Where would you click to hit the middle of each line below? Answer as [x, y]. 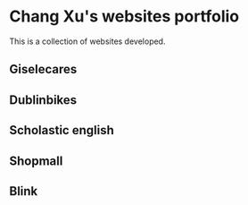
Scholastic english [62, 130]
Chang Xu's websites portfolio [124, 17]
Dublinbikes [43, 100]
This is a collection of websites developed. [87, 41]
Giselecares [43, 69]
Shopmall [36, 161]
